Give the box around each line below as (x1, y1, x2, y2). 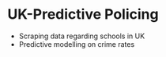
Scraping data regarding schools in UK (18, 31, 145, 41)
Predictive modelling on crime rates (18, 39, 135, 48)
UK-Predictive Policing (7, 5, 159, 23)
